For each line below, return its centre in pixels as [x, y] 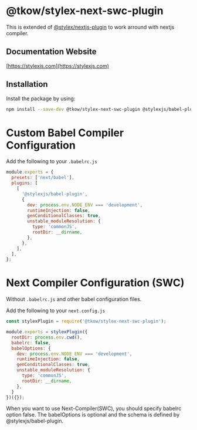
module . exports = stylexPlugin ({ [47, 332]
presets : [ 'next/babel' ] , [43, 178]
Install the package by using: [41, 99]
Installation [27, 84]
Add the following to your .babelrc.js [52, 161]
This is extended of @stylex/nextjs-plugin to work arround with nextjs [90, 27]
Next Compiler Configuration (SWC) [95, 283]
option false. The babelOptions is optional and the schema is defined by [93, 415]
